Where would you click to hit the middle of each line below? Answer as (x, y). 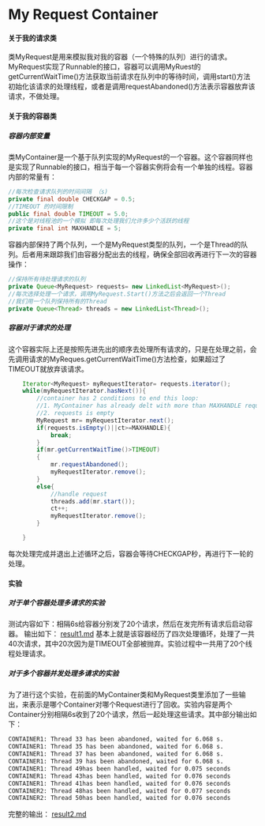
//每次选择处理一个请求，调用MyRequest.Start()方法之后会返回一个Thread (117, 294)
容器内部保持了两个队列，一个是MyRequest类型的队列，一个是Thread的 (125, 245)
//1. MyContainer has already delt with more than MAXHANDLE (139, 406)
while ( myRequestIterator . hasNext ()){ (84, 391)
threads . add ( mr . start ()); (93, 501)
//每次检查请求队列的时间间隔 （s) (58, 191)
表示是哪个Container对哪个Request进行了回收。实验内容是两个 (131, 704)
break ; (61, 435)
